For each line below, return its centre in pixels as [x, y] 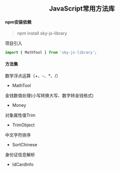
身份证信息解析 [20, 154]
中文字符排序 [18, 135]
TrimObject [23, 125]
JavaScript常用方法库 [82, 9]
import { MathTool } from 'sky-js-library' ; [51, 52]
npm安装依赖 [18, 22]
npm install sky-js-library [42, 33]
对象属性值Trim [20, 115]
